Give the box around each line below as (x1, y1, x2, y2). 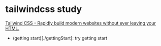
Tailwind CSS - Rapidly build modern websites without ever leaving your (5, 20, 156, 26)
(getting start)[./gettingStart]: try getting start (12, 35, 108, 41)
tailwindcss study (5, 3, 82, 15)
